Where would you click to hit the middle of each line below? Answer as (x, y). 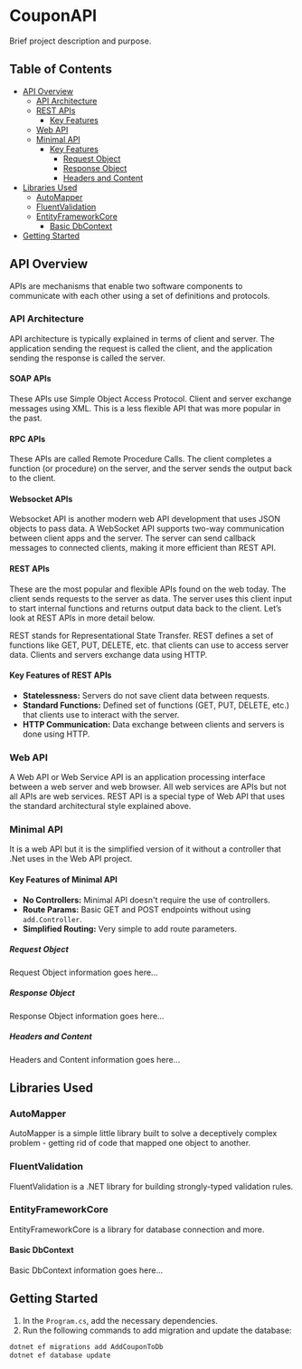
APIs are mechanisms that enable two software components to (126, 285)
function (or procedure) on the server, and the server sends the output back (151, 468)
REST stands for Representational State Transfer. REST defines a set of (142, 635)
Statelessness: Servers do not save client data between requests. (146, 695)
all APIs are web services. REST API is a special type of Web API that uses (147, 796)
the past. (26, 419)
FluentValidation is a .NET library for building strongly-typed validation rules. (151, 1186)
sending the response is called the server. (87, 358)
